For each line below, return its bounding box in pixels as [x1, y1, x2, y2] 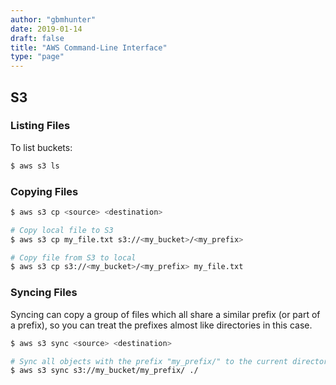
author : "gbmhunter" [10, 14, 97, 25]
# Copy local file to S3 [10, 225, 114, 235]
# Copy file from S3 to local [10, 252, 137, 263]
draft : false [10, 33, 65, 43]
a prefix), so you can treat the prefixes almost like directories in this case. [10, 319, 313, 331]
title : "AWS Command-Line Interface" [10, 42, 168, 53]
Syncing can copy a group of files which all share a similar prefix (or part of [10, 308, 321, 320]
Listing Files [10, 119, 71, 133]
